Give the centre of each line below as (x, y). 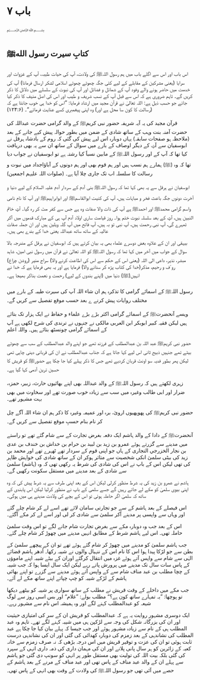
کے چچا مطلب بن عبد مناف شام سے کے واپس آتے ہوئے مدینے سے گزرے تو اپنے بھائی (99, 571)
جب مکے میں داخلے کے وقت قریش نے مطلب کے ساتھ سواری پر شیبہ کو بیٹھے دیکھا (98, 590)
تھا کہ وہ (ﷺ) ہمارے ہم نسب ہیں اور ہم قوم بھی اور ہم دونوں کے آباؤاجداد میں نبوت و (99, 164)
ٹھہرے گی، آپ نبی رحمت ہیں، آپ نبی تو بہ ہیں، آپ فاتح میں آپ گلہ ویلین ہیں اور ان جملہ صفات (97, 224)
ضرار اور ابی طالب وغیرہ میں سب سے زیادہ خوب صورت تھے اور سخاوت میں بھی (96, 392)
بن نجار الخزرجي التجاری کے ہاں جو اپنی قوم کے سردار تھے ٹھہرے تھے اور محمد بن (96, 450)
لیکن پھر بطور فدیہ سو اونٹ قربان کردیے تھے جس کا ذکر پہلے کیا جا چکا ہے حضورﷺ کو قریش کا (98, 360)
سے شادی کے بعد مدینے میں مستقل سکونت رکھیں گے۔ (67, 470)
